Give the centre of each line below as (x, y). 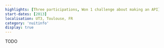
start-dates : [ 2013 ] (26, 14)
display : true (20, 28)
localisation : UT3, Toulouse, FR (39, 18)
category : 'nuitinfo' (27, 23)
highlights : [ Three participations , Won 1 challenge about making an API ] (83, 9)
